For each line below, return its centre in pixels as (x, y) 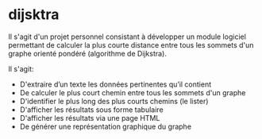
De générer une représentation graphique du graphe (106, 126)
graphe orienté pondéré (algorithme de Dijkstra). (87, 53)
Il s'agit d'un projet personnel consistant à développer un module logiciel (127, 37)
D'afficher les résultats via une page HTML (90, 118)
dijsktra (34, 15)
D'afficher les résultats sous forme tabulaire (92, 110)
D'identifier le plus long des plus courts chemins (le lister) (114, 101)
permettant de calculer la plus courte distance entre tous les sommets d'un (131, 44)
